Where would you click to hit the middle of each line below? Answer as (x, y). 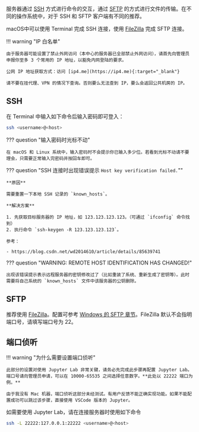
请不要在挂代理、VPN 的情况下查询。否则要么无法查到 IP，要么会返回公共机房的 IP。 (97, 83)
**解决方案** (20, 206)
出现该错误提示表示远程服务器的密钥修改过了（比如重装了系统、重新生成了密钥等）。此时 (98, 275)
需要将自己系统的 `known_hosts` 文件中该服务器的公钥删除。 (73, 281)
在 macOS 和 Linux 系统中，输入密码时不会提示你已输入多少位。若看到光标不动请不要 (98, 152)
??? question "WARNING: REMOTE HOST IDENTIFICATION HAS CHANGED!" (99, 263)
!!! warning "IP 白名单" (33, 41)
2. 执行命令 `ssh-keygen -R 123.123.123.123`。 (64, 230)
